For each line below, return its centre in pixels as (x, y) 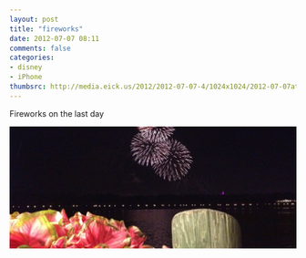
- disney (26, 67)
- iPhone (26, 77)
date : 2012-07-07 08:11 (55, 38)
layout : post (34, 19)
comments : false (40, 48)
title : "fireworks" (46, 29)
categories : (32, 58)
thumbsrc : (28, 87)
